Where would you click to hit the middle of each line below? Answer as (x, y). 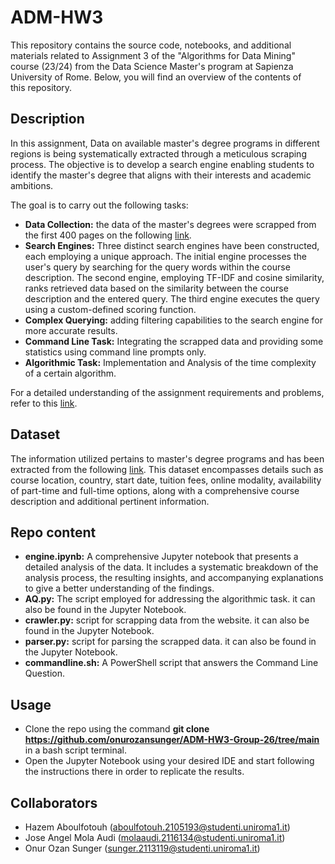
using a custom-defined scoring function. (110, 309)
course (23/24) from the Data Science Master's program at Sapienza (152, 66)
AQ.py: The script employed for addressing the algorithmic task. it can (170, 599)
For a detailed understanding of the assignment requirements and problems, (167, 392)
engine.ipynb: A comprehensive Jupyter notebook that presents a (161, 557)
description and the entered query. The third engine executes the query (172, 298)
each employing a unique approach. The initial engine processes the (165, 256)
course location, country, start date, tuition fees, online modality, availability (166, 480)
